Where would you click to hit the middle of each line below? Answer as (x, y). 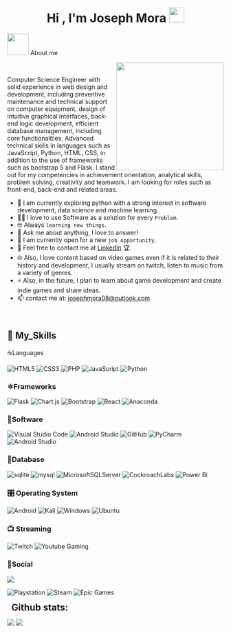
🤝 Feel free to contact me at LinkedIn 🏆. (74, 248)
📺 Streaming (29, 529)
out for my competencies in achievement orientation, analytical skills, (105, 174)
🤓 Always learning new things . (62, 225)
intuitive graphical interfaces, (48, 116)
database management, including (54, 130)
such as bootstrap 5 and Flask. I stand (61, 167)
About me (44, 52)
